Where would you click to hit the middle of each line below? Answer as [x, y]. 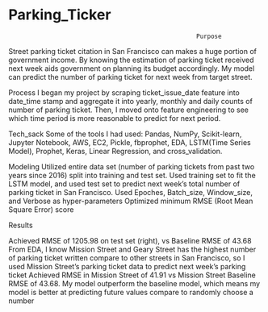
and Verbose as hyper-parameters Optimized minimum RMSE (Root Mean [131, 201]
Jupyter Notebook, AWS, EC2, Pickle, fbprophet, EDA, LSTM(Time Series [130, 142]
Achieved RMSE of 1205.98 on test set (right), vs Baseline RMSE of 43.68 [130, 240]
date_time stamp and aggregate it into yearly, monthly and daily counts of [130, 101]
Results [21, 225]
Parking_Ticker [60, 15]
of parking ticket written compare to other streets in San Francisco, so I [127, 258]
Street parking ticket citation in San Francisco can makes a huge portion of [132, 51]
